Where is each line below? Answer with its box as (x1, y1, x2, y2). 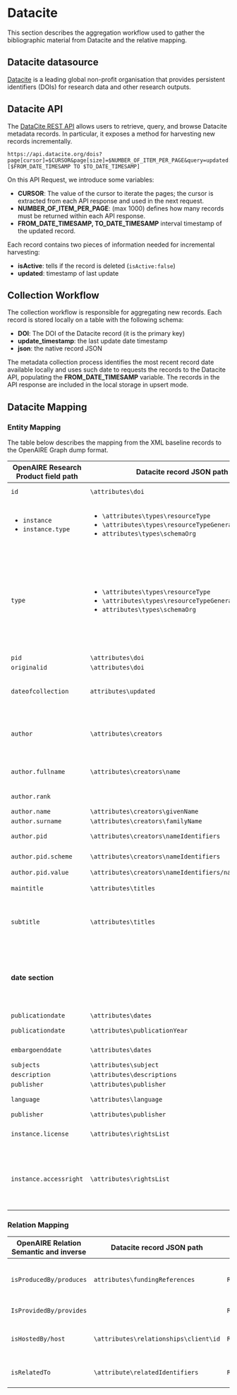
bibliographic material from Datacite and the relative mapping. (7, 35, 187, 44)
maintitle (11, 885, 44, 893)
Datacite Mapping (7, 401, 87, 413)
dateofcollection (11, 688, 69, 695)
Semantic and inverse (11, 1247, 87, 1257)
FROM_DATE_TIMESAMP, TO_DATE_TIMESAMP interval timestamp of (17, 219, 222, 228)
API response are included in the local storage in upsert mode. (7, 380, 189, 389)
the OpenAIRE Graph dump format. (7, 446, 109, 454)
